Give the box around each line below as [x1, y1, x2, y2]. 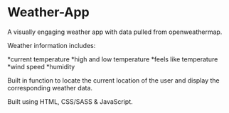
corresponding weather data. [7, 83, 93, 92]
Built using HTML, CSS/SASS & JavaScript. [7, 97, 133, 106]
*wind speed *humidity [7, 62, 75, 71]
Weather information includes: [7, 41, 96, 49]
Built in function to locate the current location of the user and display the [7, 76, 220, 85]
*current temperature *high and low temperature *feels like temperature [7, 54, 218, 64]
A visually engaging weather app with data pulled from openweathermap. [7, 28, 223, 36]
